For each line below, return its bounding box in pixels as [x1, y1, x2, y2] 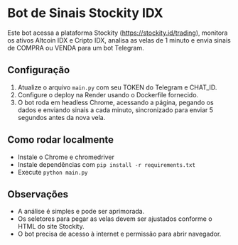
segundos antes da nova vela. [17, 113, 106, 121]
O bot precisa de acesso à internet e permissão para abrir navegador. [17, 229, 222, 239]
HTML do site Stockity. [17, 222, 85, 231]
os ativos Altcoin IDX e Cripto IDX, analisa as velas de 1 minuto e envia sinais [7, 36, 231, 44]
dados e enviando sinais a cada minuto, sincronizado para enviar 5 [17, 105, 214, 114]
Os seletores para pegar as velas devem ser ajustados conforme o [17, 214, 212, 223]
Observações [7, 188, 69, 200]
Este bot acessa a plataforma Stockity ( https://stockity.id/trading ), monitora [7, 28, 228, 37]
